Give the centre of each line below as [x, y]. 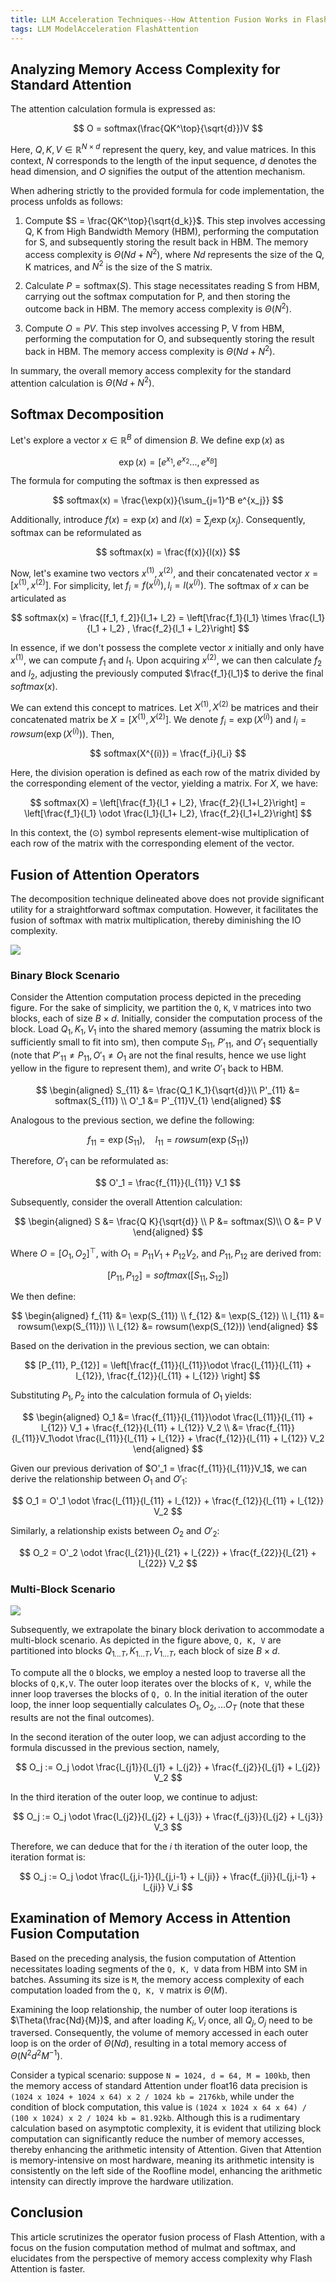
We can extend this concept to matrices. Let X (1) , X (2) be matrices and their [164, 706]
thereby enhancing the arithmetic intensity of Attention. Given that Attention [166, 2149]
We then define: [43, 1297]
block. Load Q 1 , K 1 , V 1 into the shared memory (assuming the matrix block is [165, 1030]
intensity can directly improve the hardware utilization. [122, 2181]
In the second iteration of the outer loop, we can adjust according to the [158, 1737]
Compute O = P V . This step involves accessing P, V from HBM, [154, 328]
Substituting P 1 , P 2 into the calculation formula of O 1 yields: [131, 1396]
